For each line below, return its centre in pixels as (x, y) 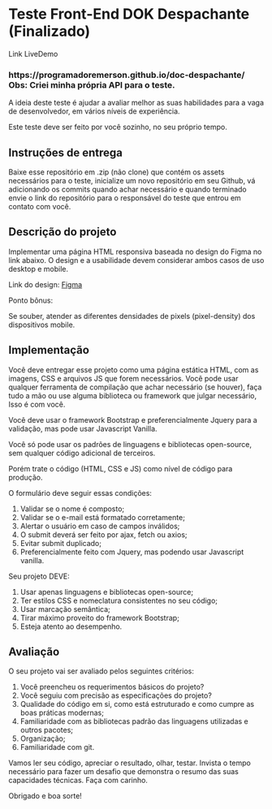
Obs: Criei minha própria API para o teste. (92, 84)
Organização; (43, 738)
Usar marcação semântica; (65, 609)
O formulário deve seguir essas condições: (80, 493)
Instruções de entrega (66, 152)
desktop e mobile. (39, 269)
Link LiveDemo (33, 54)
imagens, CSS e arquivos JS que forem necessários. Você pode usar (123, 378)
